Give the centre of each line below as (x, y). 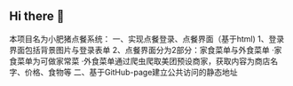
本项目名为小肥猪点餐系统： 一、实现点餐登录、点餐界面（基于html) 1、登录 (147, 39)
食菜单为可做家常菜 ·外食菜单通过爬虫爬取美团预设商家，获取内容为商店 (140, 61)
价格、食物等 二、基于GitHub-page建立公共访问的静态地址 (131, 72)
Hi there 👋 (37, 16)
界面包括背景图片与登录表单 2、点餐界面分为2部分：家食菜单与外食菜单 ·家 (146, 50)
